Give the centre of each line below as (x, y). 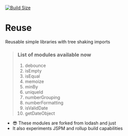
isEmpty (33, 71)
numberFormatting (44, 103)
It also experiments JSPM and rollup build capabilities (67, 128)
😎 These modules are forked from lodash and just (64, 123)
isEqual (32, 76)
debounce (35, 65)
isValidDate (36, 108)
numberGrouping (42, 97)
